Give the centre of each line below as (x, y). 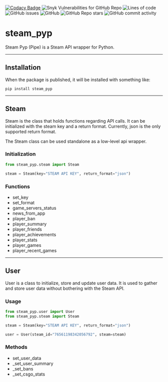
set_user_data (27, 358)
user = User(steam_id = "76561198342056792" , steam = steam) (66, 334)
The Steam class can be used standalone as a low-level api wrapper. (76, 141)
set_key (20, 197)
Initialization (20, 154)
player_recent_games (34, 250)
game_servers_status (34, 208)
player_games (27, 245)
